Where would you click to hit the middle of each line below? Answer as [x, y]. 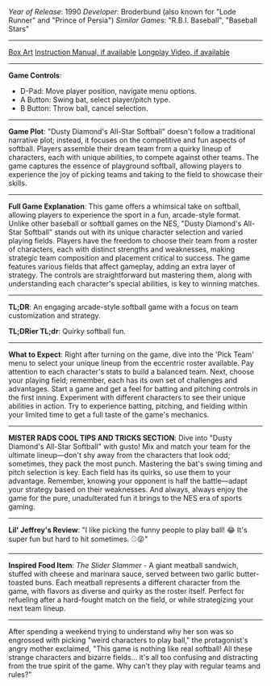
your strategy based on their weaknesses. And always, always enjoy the [128, 489]
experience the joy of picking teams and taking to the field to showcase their [135, 174]
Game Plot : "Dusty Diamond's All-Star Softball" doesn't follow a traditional [132, 131]
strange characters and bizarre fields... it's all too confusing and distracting [133, 657]
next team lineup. [37, 608]
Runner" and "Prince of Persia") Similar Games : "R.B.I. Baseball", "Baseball [133, 20]
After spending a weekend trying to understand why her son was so [121, 631]
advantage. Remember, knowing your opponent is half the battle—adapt [128, 481]
